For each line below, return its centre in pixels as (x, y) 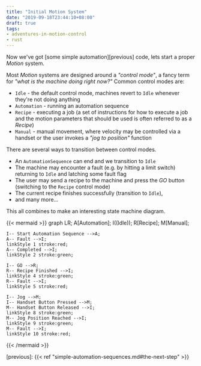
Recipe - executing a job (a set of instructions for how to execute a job (101, 112)
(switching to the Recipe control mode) (63, 187)
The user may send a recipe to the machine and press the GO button (100, 180)
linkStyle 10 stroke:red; (38, 334)
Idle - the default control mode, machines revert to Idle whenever (97, 93)
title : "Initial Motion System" (46, 12)
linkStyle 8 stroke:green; (40, 313)
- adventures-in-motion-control (46, 34)
